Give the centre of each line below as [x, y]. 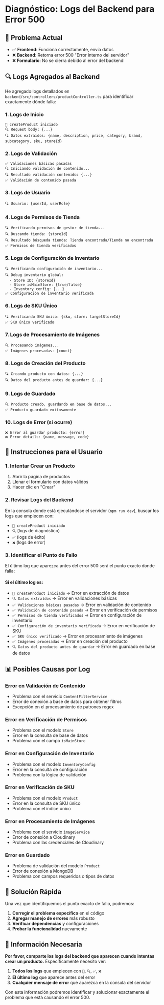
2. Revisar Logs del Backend [39, 500]
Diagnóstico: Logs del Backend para [80, 9]
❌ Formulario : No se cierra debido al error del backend [68, 61]
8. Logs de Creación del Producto [45, 363]
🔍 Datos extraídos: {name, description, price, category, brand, [74, 136]
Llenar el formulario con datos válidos [50, 482]
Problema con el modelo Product [45, 798]
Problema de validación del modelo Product [56, 866]
